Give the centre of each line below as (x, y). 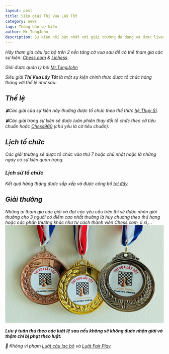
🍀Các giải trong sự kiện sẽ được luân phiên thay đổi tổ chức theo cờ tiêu (80, 121)
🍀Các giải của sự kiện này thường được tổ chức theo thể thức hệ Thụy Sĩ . (82, 110)
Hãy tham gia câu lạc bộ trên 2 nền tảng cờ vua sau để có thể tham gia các (84, 52)
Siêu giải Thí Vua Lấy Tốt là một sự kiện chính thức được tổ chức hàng (78, 77)
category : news (21, 21)
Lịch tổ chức (25, 142)
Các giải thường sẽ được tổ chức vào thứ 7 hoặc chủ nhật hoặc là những (81, 154)
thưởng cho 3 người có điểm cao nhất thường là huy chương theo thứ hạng (83, 217)
